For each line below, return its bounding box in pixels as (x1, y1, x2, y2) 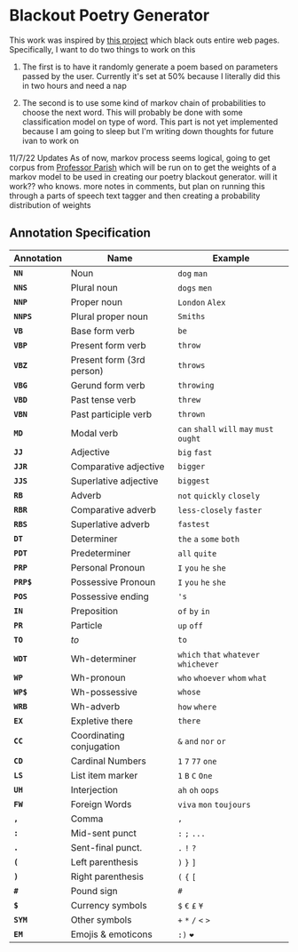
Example (212, 252, 250, 264)
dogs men (177, 283, 213, 293)
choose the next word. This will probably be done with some (21, 107, 243, 117)
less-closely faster (177, 505, 263, 516)
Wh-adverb (70, 700, 121, 712)
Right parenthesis (70, 870, 145, 883)
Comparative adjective (70, 460, 165, 472)
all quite (177, 548, 217, 558)
